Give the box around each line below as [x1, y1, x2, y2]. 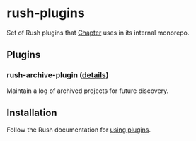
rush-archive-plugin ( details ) [6, 70, 109, 80]
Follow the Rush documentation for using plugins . [6, 125, 151, 134]
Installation [6, 107, 57, 119]
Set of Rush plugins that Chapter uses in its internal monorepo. [6, 28, 190, 37]
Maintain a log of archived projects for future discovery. [6, 86, 169, 95]
